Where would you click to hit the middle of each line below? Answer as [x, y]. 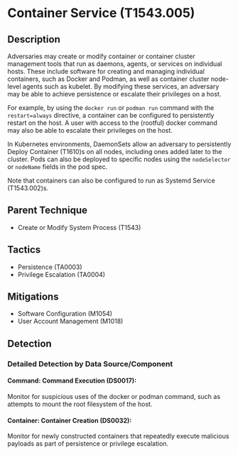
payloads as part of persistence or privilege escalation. [88, 444]
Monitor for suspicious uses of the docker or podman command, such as [114, 396]
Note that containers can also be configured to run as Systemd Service [111, 180]
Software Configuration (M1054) [65, 314]
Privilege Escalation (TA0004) [61, 274]
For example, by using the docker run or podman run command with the [111, 108]
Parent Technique [47, 210]
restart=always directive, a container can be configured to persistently [111, 115]
